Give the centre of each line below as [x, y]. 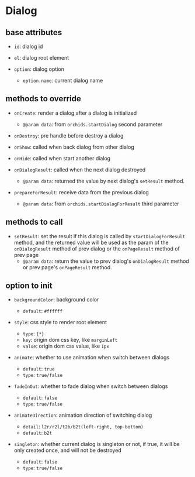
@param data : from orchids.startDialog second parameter [93, 124]
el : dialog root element [41, 58]
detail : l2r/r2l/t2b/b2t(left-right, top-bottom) [83, 427]
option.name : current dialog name [63, 80]
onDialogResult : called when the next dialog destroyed [80, 169]
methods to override [43, 99]
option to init [29, 286]
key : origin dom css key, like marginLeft [70, 340]
